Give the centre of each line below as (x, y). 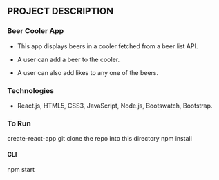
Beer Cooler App (36, 31)
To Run (19, 123)
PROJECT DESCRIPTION (60, 11)
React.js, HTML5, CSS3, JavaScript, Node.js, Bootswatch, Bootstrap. (115, 106)
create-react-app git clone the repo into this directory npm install (99, 139)
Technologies (30, 90)
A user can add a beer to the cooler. (68, 59)
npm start (21, 170)
